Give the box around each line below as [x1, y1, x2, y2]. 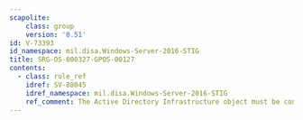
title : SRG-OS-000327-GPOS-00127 [9, 55, 135, 64]
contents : [9, 64, 47, 73]
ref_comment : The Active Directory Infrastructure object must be [25, 97, 280, 106]
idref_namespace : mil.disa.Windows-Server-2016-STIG [25, 88, 228, 97]
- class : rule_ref [17, 72, 87, 81]
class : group [25, 22, 75, 31]
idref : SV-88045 [25, 80, 87, 89]
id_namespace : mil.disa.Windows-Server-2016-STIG [9, 47, 200, 56]
